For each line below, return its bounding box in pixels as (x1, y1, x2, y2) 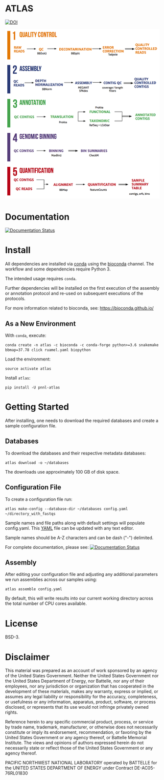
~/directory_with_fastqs (5, 511, 56, 516)
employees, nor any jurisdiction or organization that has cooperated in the (5, 683, 154, 689)
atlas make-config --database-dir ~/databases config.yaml (5, 506, 128, 511)
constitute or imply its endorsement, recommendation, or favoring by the (5, 729, 152, 735)
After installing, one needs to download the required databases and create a (5, 418, 159, 423)
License (5, 618, 38, 629)
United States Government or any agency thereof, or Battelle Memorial (5, 735, 147, 741)
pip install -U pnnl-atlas (5, 385, 60, 390)
